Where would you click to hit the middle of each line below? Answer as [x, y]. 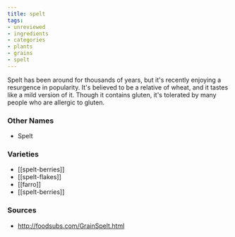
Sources [22, 210]
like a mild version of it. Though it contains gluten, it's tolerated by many [112, 95]
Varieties [23, 154]
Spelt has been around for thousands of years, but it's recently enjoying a [114, 80]
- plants [20, 47]
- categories [26, 40]
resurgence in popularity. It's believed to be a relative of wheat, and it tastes [118, 87]
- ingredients [28, 34]
